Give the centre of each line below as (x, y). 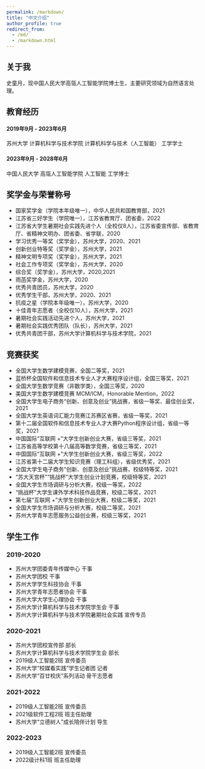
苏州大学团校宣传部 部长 (46, 645)
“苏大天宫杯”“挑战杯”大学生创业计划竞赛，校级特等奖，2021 (91, 477)
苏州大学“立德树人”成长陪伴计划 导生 (62, 722)
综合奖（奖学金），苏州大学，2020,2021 (65, 272)
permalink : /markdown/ (35, 12)
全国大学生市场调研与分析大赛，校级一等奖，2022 (79, 485)
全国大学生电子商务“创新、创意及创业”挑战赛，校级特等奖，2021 (96, 469)
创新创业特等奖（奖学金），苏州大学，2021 (68, 249)
